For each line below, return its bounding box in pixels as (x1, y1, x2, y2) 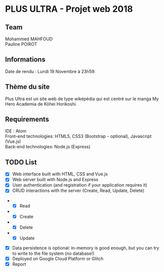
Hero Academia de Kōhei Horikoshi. (5, 101, 77, 107)
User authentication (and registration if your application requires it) (12, 182, 147, 188)
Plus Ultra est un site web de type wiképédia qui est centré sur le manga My (5, 96, 159, 102)
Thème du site (5, 82, 50, 91)
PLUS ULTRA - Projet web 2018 (5, 3, 133, 15)
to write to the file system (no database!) (12, 250, 95, 256)
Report (12, 261, 26, 267)
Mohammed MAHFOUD (5, 36, 53, 42)
